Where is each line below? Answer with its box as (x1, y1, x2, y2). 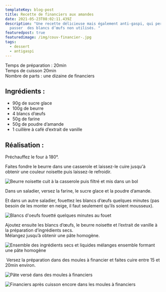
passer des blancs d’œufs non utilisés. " (9, 26, 100, 31)
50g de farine (12, 116, 41, 122)
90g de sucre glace (12, 100, 52, 106)
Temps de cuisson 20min (5, 67, 57, 73)
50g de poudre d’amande (12, 121, 64, 127)
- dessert (9, 44, 30, 49)
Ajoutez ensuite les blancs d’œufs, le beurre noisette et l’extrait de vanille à (5, 222, 158, 228)
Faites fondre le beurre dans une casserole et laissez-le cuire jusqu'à (5, 164, 146, 170)
